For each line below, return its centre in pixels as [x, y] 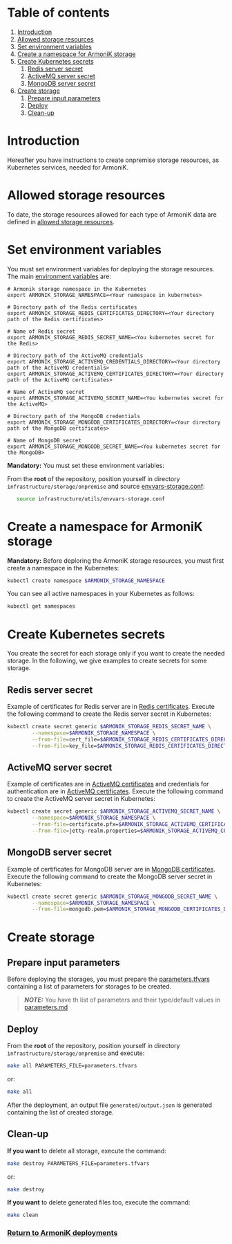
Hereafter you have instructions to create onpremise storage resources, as [113, 160]
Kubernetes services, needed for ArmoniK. [68, 167]
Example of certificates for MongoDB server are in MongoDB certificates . [112, 869]
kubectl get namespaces [41, 606]
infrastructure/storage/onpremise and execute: [76, 1053]
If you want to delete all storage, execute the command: [87, 1151]
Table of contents [59, 13]
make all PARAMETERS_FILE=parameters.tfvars [72, 1066]
